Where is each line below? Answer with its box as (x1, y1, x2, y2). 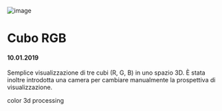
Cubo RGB (7, 31, 67, 46)
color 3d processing (7, 97, 64, 105)
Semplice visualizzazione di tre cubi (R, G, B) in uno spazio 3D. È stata (7, 69, 206, 77)
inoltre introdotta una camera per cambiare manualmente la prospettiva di (7, 76, 216, 84)
